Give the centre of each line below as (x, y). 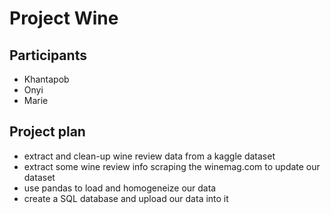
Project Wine (64, 18)
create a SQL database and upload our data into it (126, 198)
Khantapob (46, 79)
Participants (48, 55)
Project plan (47, 132)
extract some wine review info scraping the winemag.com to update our (172, 166)
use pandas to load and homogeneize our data (120, 188)
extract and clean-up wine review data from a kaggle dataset (149, 156)
